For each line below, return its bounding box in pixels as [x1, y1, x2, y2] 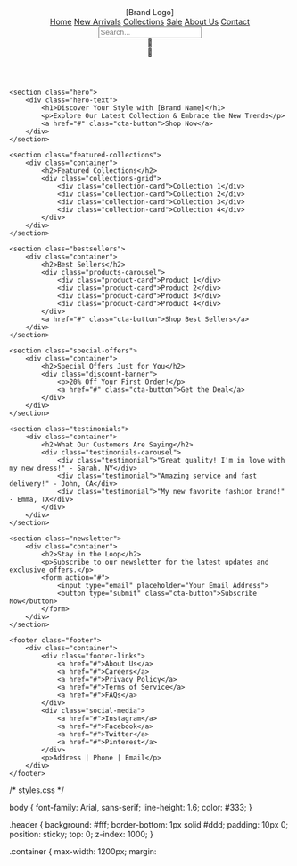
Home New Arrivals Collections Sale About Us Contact [49, 16, 251, 27]
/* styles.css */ [9, 785, 64, 795]
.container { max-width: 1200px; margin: [9, 846, 157, 856]
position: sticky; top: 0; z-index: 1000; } [9, 829, 153, 839]
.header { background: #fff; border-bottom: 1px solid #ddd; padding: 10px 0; [9, 819, 289, 829]
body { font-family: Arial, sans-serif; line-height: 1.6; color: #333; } [9, 802, 252, 812]
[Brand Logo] [125, 7, 175, 17]
